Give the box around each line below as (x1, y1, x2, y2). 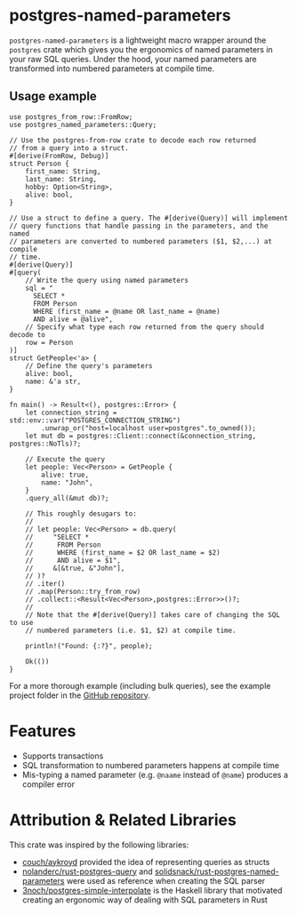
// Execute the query (25, 454, 105, 463)
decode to (9, 330, 46, 339)
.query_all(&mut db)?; (25, 493, 109, 502)
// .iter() (25, 579, 66, 588)
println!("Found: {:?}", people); (25, 641, 153, 650)
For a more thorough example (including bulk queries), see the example (9, 680, 271, 691)
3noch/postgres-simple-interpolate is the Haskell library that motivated (21, 885, 283, 895)
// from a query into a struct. (9, 143, 129, 152)
